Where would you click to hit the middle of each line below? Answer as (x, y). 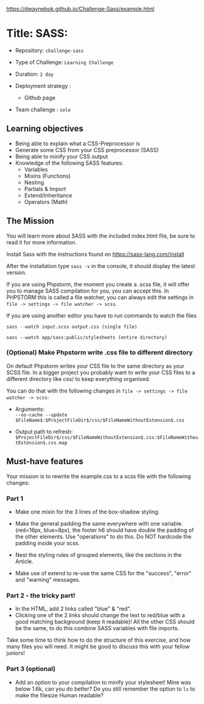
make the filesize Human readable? (59, 695)
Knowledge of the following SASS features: (69, 163)
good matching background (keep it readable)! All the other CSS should (105, 622)
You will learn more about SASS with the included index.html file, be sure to (101, 236)
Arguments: (30, 409)
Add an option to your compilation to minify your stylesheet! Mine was (103, 682)
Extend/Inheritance (48, 195)
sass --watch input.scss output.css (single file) (72, 327)
